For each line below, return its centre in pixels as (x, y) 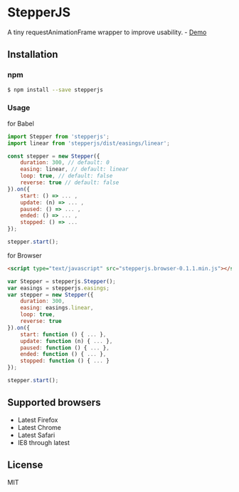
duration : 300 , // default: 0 (65, 163)
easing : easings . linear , (57, 308)
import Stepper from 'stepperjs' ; (59, 136)
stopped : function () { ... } (65, 361)
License (25, 465)
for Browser (25, 255)
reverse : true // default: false (70, 183)
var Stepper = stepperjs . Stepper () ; (62, 281)
